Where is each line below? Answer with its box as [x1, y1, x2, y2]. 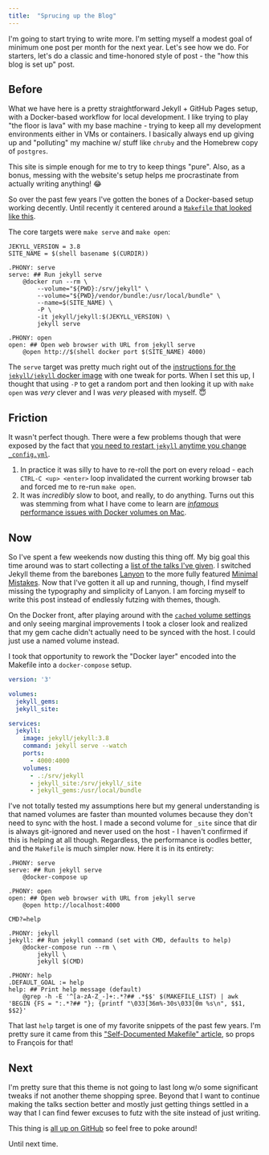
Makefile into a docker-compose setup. [8, 660, 132, 670]
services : [8, 719, 42, 727]
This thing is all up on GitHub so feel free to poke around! [8, 1124, 198, 1133]
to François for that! [8, 1038, 74, 1047]
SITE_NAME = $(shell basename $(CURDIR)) [8, 250, 149, 258]
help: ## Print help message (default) [8, 986, 142, 994]
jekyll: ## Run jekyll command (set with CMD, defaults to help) [8, 937, 231, 945]
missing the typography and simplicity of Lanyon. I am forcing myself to [8, 587, 246, 596]
